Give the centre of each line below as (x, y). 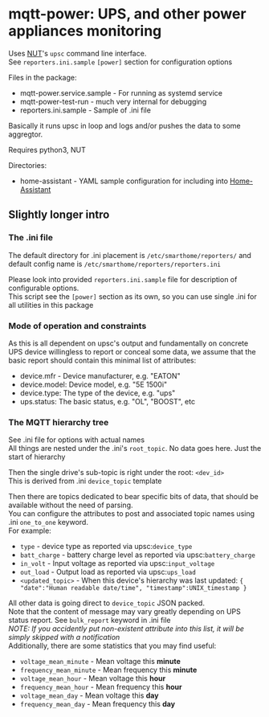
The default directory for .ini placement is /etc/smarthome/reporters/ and (130, 255)
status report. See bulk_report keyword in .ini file (90, 621)
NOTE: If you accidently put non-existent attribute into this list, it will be (126, 629)
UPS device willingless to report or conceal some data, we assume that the (132, 351)
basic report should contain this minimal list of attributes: (102, 360)
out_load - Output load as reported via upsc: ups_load (108, 572)
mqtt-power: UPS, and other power (127, 14)
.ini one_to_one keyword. (48, 522)
